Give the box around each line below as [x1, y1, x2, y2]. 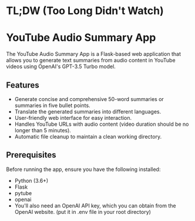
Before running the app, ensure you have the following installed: [6, 166, 161, 173]
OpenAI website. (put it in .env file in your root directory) [14, 208, 152, 215]
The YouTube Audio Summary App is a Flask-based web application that [6, 51, 181, 58]
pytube [14, 189, 32, 196]
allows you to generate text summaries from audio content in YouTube [6, 57, 176, 64]
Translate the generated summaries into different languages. [14, 108, 162, 115]
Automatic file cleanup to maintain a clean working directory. [14, 133, 162, 140]
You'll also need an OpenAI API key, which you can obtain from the [14, 202, 176, 209]
